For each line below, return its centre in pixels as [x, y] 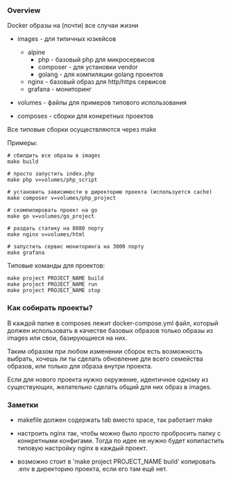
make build [23, 162]
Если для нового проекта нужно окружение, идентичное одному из [108, 379]
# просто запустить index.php [51, 174]
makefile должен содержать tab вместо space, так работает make [115, 420]
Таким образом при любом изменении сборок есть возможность [105, 351]
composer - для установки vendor [88, 67]
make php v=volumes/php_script [52, 180]
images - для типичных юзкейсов [67, 39]
